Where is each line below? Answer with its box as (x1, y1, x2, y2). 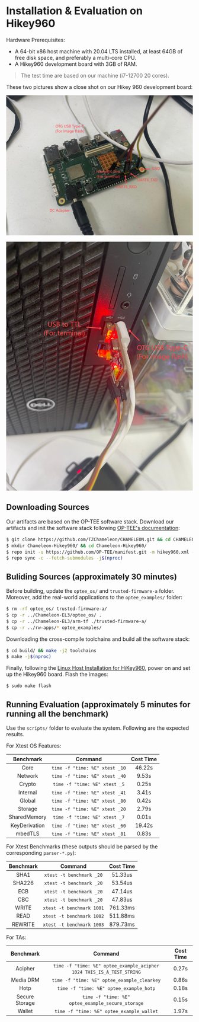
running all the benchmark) (6, 708, 109, 718)
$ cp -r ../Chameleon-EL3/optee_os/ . (6, 612, 102, 618)
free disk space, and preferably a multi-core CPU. (14, 54, 136, 61)
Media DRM (11, 976, 40, 983)
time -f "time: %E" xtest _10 (51, 765, 126, 771)
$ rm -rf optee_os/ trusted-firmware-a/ (6, 606, 108, 612)
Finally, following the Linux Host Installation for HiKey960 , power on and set (6, 665, 191, 672)
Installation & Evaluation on (6, 4, 143, 18)
